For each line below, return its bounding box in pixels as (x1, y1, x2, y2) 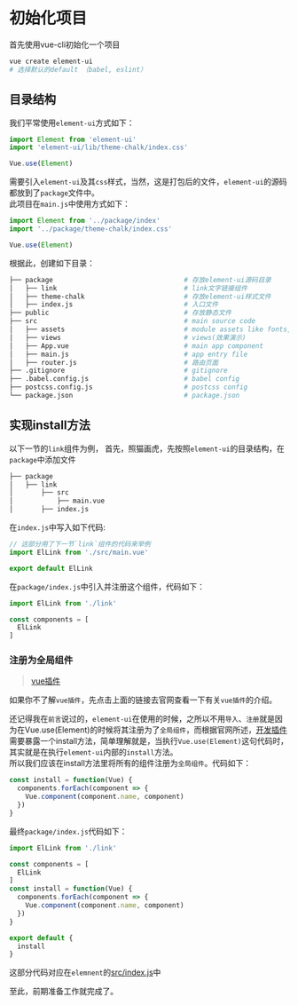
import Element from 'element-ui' (9, 135, 137, 144)
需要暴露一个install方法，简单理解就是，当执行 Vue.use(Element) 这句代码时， (9, 736, 288, 747)
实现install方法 (9, 418, 90, 433)
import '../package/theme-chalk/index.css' (9, 225, 173, 233)
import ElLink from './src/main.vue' (9, 548, 149, 557)
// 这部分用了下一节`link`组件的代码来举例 (9, 540, 151, 549)
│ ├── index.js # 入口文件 (9, 300, 219, 309)
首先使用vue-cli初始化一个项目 (9, 39, 121, 50)
